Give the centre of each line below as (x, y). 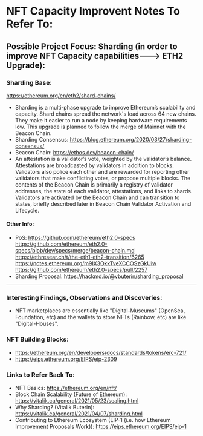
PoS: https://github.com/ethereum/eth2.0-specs (75, 238)
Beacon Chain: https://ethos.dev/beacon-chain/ (74, 152)
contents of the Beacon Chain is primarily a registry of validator (94, 184)
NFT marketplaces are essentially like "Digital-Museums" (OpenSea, (100, 311)
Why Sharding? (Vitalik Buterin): (55, 407)
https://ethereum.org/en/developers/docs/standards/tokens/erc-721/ (101, 352)
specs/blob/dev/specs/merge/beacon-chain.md (75, 251)
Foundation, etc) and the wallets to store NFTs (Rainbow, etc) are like (101, 317)
